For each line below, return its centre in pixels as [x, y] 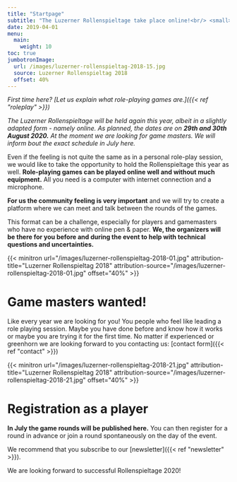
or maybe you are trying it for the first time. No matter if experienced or [111, 336]
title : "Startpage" [36, 14]
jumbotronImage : [31, 60]
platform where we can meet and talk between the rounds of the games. [112, 208]
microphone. [26, 187]
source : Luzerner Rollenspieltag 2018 [71, 73]
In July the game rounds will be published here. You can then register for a [117, 428]
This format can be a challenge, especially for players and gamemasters [112, 222]
